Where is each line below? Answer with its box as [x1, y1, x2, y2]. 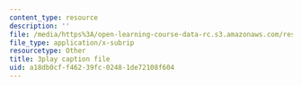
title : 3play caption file [9, 55, 111, 64]
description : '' [9, 21, 70, 30]
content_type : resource [9, 13, 99, 22]
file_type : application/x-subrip [9, 38, 135, 47]
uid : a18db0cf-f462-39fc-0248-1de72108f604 [9, 64, 175, 73]
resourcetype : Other [9, 47, 87, 56]
